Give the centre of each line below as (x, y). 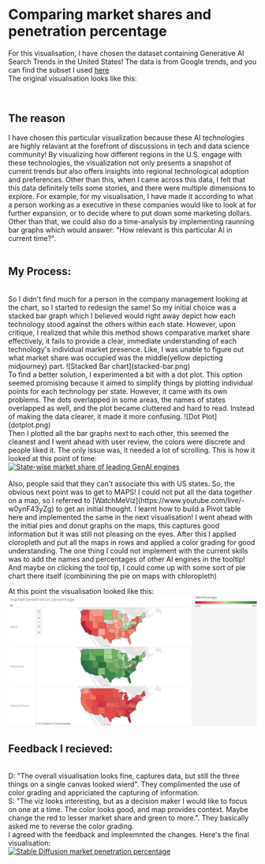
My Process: (40, 271)
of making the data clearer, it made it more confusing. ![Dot (104, 416)
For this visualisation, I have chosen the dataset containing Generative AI (126, 53)
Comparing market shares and (110, 15)
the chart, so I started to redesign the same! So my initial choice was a (122, 307)
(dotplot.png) (30, 425)
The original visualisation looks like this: (73, 78)
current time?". (32, 238)
